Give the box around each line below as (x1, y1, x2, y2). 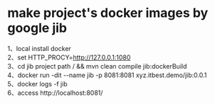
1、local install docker (7, 44, 71, 52)
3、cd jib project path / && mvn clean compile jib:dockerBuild (7, 62, 187, 70)
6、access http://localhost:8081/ (7, 88, 103, 97)
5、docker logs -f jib (7, 79, 68, 88)
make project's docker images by (7, 5, 209, 21)
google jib (7, 20, 68, 36)
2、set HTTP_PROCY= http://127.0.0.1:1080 (7, 53, 131, 62)
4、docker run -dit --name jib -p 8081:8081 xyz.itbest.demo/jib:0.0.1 (7, 71, 207, 79)
